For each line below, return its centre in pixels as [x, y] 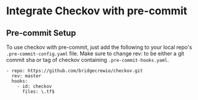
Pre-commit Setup [41, 33]
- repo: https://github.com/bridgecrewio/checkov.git [75, 71]
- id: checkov [34, 86]
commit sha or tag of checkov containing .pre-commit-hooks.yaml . [88, 60]
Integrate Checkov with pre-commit [97, 11]
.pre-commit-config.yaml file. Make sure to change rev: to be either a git [95, 54]
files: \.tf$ [38, 92]
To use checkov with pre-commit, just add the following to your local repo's [99, 47]
